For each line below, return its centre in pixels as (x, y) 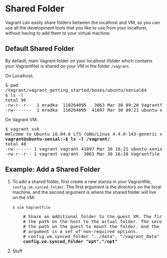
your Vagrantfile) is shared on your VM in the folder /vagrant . (68, 66)
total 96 (16, 100)
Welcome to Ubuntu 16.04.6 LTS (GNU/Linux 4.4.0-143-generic (81, 134)
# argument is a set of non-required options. (81, 231)
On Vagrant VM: (22, 120)
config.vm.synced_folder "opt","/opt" (70, 241)
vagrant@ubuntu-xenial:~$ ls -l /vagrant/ (58, 139)
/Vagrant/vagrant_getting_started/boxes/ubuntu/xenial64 (76, 90)
